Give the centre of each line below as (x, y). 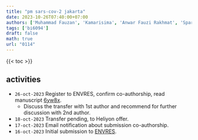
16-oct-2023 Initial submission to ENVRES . (65, 131)
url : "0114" (21, 45)
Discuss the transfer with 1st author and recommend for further (100, 106)
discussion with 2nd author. (57, 112)
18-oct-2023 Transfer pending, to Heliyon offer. (72, 119)
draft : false (22, 34)
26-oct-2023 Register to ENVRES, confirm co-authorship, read (90, 94)
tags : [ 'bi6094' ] (27, 28)
